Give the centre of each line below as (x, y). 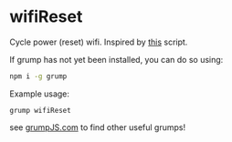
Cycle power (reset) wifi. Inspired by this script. (99, 42)
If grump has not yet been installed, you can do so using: (116, 59)
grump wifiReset (40, 110)
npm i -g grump (38, 76)
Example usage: (40, 94)
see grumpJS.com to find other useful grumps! (97, 127)
